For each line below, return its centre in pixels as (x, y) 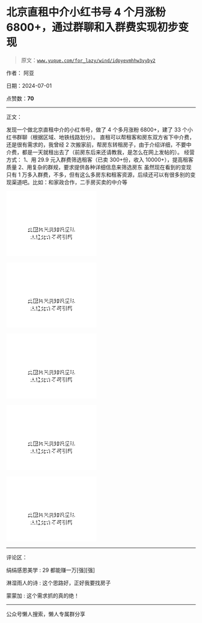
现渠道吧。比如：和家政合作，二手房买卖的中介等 (67, 182)
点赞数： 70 (20, 98)
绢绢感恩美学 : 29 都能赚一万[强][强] (50, 570)
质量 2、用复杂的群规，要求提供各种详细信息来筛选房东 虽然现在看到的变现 (99, 167)
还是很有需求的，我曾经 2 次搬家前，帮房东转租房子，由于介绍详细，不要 (96, 144)
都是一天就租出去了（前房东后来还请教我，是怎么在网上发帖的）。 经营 (108, 152)
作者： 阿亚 (20, 73)
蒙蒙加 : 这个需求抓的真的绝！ (43, 595)
